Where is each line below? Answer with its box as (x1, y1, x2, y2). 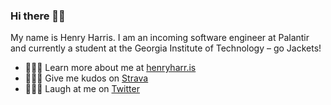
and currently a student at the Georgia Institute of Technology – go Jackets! (10, 42, 322, 54)
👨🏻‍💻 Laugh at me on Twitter (24, 83, 140, 95)
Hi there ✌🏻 (10, 9, 66, 23)
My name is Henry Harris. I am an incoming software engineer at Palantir (10, 32, 310, 44)
